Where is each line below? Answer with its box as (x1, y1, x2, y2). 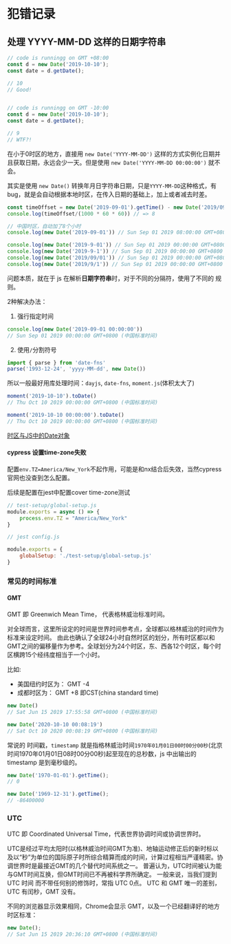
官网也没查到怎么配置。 (7, 473, 74, 482)
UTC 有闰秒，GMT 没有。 (7, 887, 80, 896)
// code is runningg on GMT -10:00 (7, 105, 109, 112)
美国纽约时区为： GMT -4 (16, 680, 90, 688)
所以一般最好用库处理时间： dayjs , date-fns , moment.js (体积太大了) (7, 379, 195, 387)
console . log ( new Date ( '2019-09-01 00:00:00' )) (7, 325, 143, 333)
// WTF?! (7, 136, 32, 143)
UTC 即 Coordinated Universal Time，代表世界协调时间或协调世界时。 (7, 830, 205, 838)
